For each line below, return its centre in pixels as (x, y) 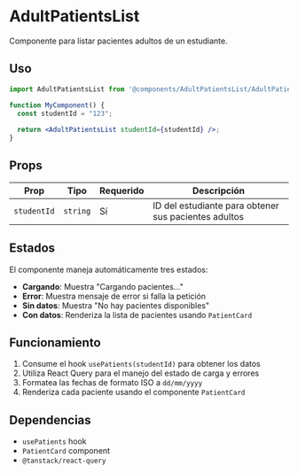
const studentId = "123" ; (65, 113)
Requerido (122, 190)
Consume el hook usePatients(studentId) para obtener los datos (141, 364)
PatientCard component (66, 451)
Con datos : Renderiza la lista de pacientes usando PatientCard (137, 315)
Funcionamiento (55, 343)
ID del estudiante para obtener (216, 206)
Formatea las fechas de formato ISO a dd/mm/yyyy (112, 383)
